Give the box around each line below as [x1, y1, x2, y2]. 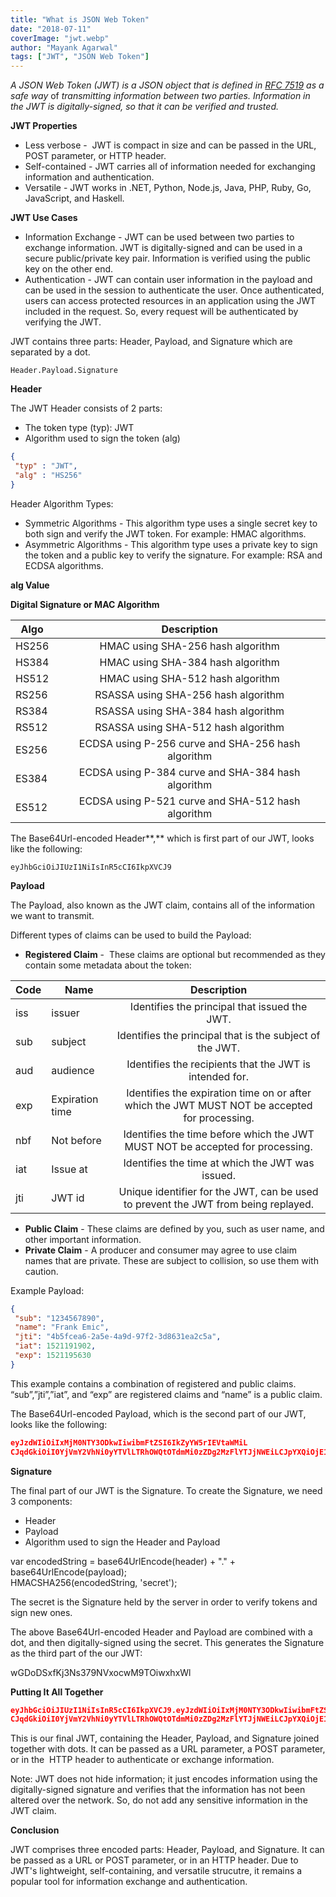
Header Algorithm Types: [10, 497, 114, 510]
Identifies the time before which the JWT [123, 1127, 315, 1141]
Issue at [51, 1162, 88, 1176]
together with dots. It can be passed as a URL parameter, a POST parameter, [10, 1743, 326, 1755]
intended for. [188, 1069, 249, 1083]
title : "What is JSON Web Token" [10, 14, 150, 25]
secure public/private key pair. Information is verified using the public [24, 252, 311, 265]
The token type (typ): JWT [24, 422, 135, 434]
